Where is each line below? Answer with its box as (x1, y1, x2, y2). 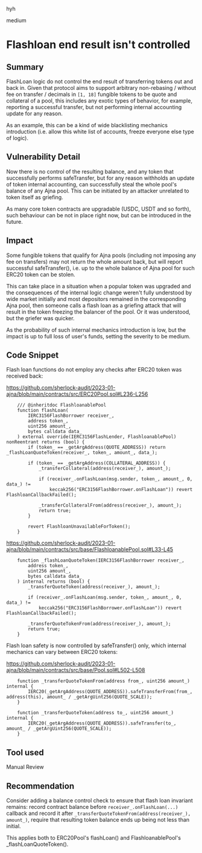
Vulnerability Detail (6, 152, 80, 162)
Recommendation (6, 781, 74, 791)
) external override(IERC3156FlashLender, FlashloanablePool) (17, 434, 177, 440)
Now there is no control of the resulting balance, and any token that (6, 168, 174, 175)
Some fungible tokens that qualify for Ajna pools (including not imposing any (6, 252, 197, 259)
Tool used (6, 747, 44, 758)
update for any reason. (6, 110, 63, 117)
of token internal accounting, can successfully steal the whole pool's (6, 180, 177, 188)
